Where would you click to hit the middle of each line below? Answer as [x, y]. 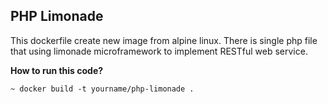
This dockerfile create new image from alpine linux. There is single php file [164, 40]
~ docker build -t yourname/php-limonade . [102, 89]
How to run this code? [57, 70]
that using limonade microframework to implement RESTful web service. [159, 51]
